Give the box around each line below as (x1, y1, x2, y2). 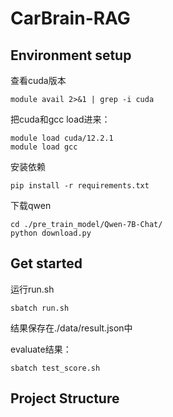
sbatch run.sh (10, 303, 70, 313)
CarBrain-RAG (10, 7, 131, 30)
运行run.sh (10, 283, 55, 295)
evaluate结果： (10, 343, 72, 355)
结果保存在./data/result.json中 (10, 322, 133, 334)
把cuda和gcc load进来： (10, 113, 111, 125)
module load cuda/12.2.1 (10, 133, 114, 143)
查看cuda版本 (10, 75, 67, 86)
